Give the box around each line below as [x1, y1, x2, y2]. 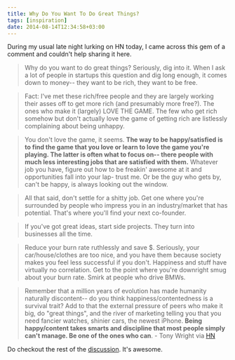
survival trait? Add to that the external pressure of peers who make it [24, 302, 223, 310]
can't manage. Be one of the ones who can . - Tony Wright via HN [24, 331, 215, 340]
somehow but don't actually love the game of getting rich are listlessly [24, 114, 228, 123]
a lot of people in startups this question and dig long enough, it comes [24, 71, 227, 79]
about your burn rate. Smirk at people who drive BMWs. [24, 273, 186, 281]
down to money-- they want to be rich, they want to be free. [24, 79, 198, 87]
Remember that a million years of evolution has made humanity [24, 287, 207, 295]
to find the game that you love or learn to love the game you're [24, 143, 210, 152]
